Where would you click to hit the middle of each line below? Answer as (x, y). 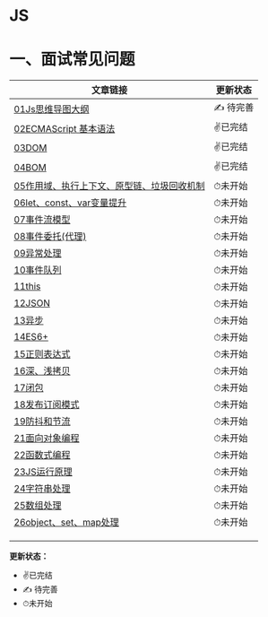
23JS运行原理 (43, 472)
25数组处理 (38, 506)
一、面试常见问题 (73, 60)
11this (27, 286)
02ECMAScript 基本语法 (65, 128)
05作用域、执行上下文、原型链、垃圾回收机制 (109, 187)
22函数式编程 (42, 456)
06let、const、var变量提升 (70, 203)
